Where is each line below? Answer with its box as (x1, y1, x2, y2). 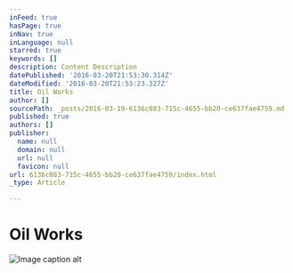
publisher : (9, 129, 50, 138)
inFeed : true (9, 12, 58, 22)
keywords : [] (9, 54, 58, 63)
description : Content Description (9, 63, 138, 72)
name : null (17, 137, 58, 146)
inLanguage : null (9, 37, 74, 47)
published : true (9, 112, 69, 121)
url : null (17, 153, 53, 163)
